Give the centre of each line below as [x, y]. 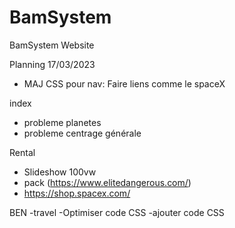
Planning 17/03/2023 [52, 64]
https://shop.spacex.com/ [77, 193]
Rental [22, 152]
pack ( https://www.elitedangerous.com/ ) [107, 182]
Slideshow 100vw [60, 172]
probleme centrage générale [82, 133]
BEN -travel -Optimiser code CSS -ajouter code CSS [117, 212]
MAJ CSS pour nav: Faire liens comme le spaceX [124, 83]
